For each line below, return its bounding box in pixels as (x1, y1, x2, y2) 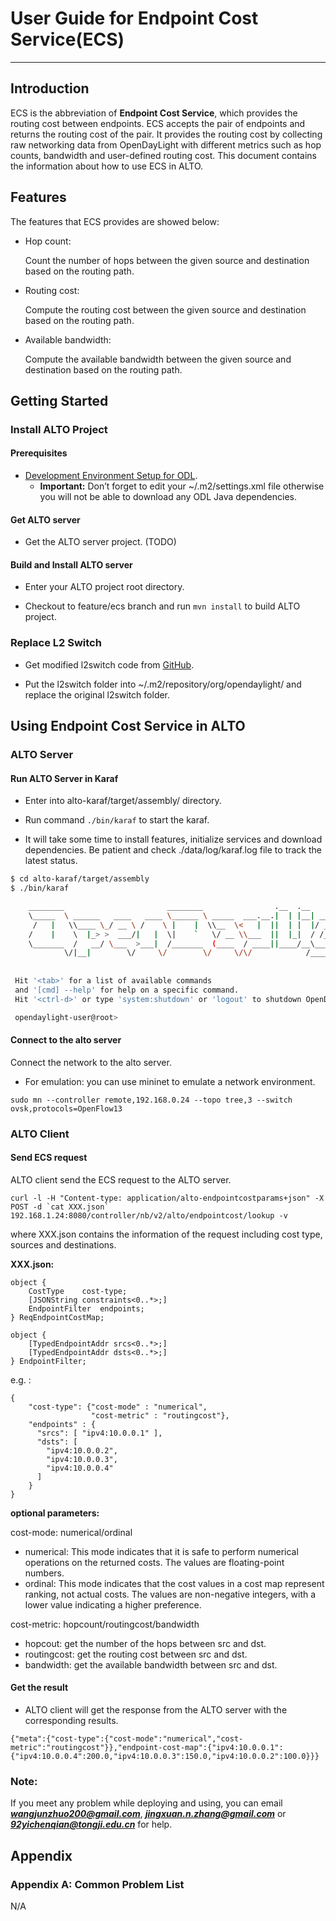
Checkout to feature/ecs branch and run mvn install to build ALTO (24, 600, 301, 612)
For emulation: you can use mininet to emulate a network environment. (24, 1075, 316, 1087)
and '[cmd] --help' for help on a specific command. (14, 985, 240, 995)
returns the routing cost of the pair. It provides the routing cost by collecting (10, 128, 323, 140)
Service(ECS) (10, 28, 125, 51)
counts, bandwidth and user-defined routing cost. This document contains (10, 149, 317, 161)
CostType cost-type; (28, 1286, 128, 1296)
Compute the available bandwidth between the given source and (24, 353, 292, 365)
